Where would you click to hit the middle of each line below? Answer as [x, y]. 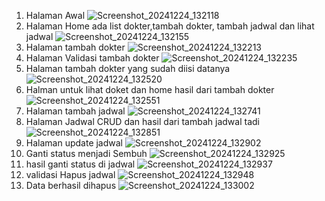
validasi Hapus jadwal [70, 174]
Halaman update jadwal [74, 143]
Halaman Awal [55, 15]
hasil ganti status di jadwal [80, 164]
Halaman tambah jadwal [75, 111]
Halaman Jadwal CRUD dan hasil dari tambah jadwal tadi [142, 121]
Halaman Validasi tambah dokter [92, 58]
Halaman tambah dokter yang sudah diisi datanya [128, 68]
